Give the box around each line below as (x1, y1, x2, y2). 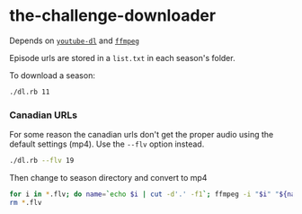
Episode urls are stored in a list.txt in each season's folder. (9, 52, 235, 63)
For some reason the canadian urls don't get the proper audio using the (9, 129, 274, 140)
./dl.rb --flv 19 (9, 156, 75, 165)
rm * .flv (9, 198, 42, 207)
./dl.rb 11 (9, 87, 50, 96)
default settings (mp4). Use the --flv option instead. (9, 138, 205, 149)
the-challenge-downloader (9, 5, 217, 26)
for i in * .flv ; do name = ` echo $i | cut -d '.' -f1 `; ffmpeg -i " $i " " (9, 190, 280, 199)
